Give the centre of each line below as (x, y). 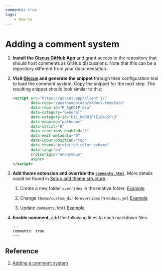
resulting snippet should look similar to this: (57, 89)
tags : (11, 15)
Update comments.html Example (52, 208)
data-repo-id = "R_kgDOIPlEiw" (61, 108)
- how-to (23, 19)
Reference (22, 251)
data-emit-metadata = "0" (55, 136)
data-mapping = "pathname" (57, 122)
